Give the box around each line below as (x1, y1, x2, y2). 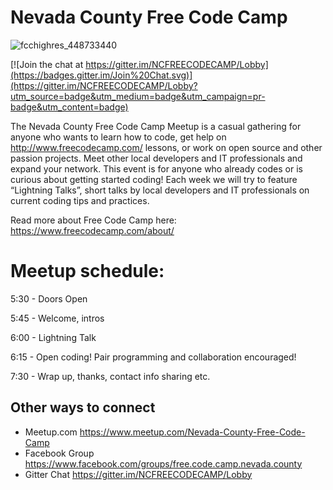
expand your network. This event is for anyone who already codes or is (10, 162, 303, 175)
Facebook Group (24, 447, 95, 459)
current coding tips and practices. (10, 194, 150, 206)
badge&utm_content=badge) (10, 101, 129, 113)
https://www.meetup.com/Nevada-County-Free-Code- (79, 426, 306, 438)
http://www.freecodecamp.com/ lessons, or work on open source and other (10, 141, 323, 153)
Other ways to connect (10, 399, 156, 416)
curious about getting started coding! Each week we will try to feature (10, 173, 298, 185)
